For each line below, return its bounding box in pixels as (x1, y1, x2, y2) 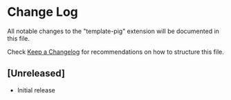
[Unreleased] (7, 68, 66, 79)
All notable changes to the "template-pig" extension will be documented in (7, 27, 220, 35)
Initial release (17, 86, 55, 94)
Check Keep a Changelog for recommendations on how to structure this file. (7, 48, 225, 56)
